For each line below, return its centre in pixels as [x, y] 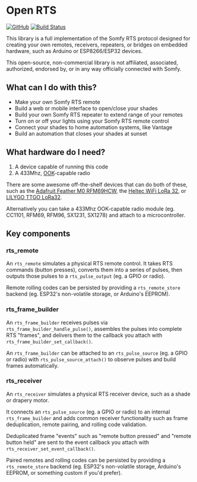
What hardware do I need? [56, 152]
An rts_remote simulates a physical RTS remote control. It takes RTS [90, 264]
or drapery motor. [28, 400]
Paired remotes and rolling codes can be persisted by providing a [86, 460]
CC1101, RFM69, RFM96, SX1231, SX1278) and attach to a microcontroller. [96, 215]
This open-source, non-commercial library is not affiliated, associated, [92, 62]
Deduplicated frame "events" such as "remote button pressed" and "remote [99, 436]
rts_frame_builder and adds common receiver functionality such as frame [97, 418]
